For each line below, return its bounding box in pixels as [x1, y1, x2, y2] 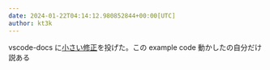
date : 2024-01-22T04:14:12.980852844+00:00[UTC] [8, 11, 176, 20]
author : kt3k [8, 19, 53, 27]
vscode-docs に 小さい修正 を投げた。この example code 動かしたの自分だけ [8, 42, 262, 52]
